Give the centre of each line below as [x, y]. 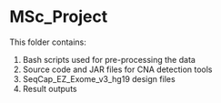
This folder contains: [48, 42]
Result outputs [50, 88]
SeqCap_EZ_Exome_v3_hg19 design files [99, 78]
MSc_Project [59, 17]
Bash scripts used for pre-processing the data [109, 59]
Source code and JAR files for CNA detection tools [117, 69]
